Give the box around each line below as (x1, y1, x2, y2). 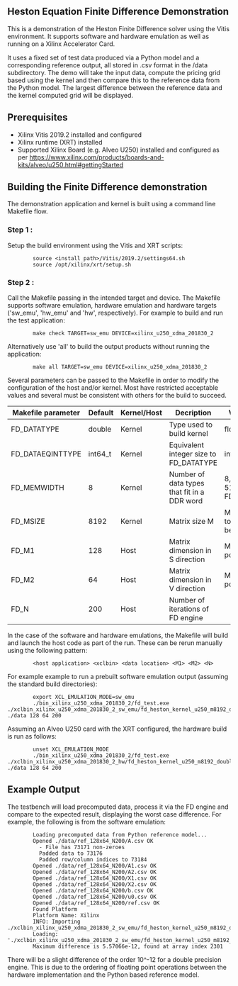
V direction (169, 584, 205, 594)
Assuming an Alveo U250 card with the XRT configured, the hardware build (7, 724, 227, 733)
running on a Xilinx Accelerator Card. (7, 39, 115, 48)
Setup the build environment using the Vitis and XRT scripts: (7, 241, 183, 250)
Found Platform (33, 905, 78, 913)
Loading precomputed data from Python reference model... (33, 831, 208, 839)
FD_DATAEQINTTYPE (11, 449, 81, 459)
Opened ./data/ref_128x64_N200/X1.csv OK (33, 875, 157, 882)
